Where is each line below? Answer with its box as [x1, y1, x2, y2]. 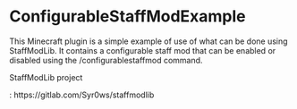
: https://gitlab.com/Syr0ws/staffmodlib [9, 89, 155, 100]
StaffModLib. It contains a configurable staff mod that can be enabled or [9, 45, 276, 55]
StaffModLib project [9, 71, 83, 82]
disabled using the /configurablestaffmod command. [9, 54, 203, 65]
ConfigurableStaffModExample [9, 6, 246, 27]
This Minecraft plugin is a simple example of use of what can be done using [9, 36, 288, 46]
